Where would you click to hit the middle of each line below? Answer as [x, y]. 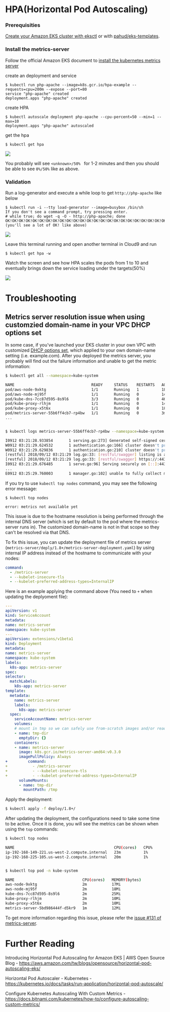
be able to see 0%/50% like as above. [42, 169]
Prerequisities [23, 25]
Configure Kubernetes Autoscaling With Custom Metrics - [65, 993]
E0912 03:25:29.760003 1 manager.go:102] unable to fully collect [83, 473]
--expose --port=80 [66, 89]
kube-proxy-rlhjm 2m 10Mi [63, 899]
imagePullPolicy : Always [45, 757]
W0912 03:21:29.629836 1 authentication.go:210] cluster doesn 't [82, 450]
